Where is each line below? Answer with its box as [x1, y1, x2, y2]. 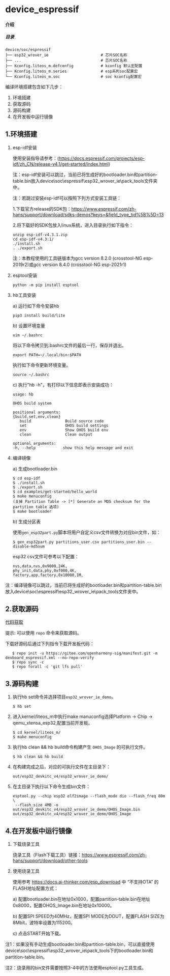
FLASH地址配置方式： [12, 885, 59, 891]
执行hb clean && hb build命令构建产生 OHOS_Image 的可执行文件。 [12, 744, 148, 750]
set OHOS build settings [19, 423, 109, 428]
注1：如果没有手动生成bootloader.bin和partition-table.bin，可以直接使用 [5, 941, 155, 947]
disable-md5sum [12, 543, 45, 549]
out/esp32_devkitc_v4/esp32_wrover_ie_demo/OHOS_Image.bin [12, 807, 141, 812]
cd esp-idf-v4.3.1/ [12, 237, 54, 242]
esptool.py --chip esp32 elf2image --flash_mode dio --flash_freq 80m [12, 794, 165, 799]
